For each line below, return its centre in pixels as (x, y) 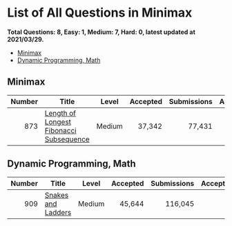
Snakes (57, 195)
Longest (58, 121)
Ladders (58, 212)
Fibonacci (61, 130)
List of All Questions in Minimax (100, 13)
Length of (60, 113)
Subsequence (67, 139)
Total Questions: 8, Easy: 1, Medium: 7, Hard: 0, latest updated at (101, 32)
